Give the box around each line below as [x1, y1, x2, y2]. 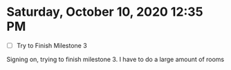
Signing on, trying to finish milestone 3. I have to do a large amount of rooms [6, 56, 225, 63]
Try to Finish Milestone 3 [16, 41, 87, 49]
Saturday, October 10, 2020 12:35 [6, 4, 203, 20]
